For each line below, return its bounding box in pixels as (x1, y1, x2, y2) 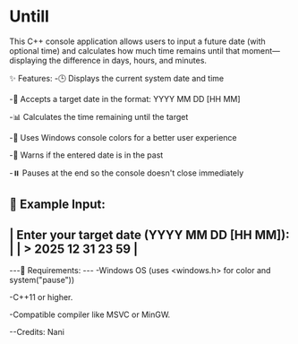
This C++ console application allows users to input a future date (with (9, 36, 266, 47)
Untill (9, 6, 49, 27)
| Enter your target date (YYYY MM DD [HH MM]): (9, 227, 290, 243)
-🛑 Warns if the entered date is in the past (9, 150, 164, 160)
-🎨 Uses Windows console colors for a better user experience (9, 132, 237, 142)
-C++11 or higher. (9, 292, 73, 303)
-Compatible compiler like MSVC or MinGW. (9, 309, 171, 320)
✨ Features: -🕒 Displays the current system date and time (9, 73, 225, 83)
